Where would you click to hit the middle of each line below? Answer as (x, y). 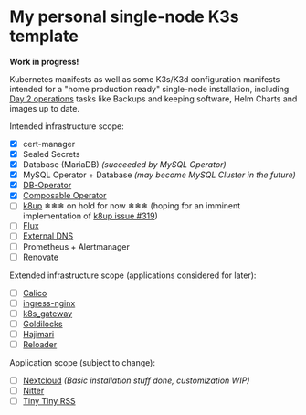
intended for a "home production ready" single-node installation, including (149, 89)
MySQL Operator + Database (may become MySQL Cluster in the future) (159, 175)
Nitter (33, 391)
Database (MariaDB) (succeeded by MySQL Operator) (124, 165)
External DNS (48, 236)
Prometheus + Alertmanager (76, 246)
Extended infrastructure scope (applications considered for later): (133, 275)
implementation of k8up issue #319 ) (90, 216)
